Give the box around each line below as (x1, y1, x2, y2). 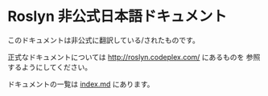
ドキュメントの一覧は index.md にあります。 (7, 79, 155, 89)
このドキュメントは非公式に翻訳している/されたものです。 (7, 35, 200, 45)
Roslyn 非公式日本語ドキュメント (7, 7, 227, 26)
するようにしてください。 (7, 62, 93, 72)
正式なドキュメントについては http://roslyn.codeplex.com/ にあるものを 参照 (7, 52, 261, 62)
